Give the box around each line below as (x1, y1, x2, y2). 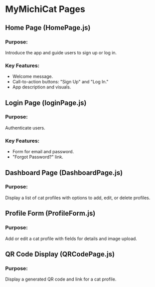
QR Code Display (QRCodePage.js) (5, 250, 115, 258)
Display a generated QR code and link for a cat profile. (5, 276, 117, 283)
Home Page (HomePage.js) (5, 23, 91, 32)
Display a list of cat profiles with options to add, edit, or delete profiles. (5, 195, 151, 201)
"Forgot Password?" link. (12, 154, 64, 160)
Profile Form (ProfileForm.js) (5, 209, 96, 218)
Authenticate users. (5, 125, 46, 131)
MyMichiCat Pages (5, 3, 86, 15)
